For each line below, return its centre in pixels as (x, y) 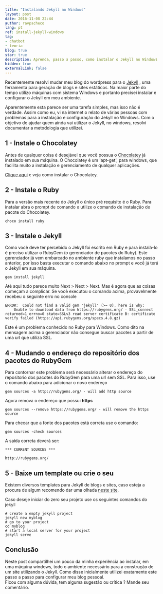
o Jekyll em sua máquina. (31, 268)
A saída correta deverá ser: (32, 441)
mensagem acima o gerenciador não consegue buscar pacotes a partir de (79, 333)
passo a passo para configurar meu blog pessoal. (55, 577)
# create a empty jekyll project (39, 514)
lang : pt (14, 28)
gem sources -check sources (34, 432)
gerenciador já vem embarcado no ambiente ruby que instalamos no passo (80, 258)
